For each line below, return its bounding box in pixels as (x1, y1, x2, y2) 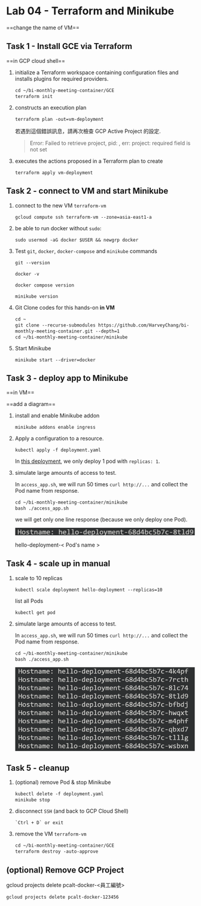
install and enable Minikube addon (14, 412, 100, 419)
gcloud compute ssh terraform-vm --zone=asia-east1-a (14, 214, 152, 220)
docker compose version (14, 282, 75, 288)
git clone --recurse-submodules (14, 322, 96, 328)
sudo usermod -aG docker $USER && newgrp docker (14, 237, 139, 243)
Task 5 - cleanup (6, 762, 70, 773)
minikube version (14, 293, 59, 300)
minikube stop (14, 797, 50, 803)
